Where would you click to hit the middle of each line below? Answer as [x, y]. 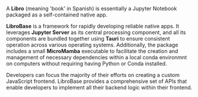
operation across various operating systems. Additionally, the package [92, 45]
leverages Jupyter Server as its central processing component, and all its [96, 32]
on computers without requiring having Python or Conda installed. [87, 63]
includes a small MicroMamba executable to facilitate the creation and [92, 51]
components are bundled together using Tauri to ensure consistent [88, 39]
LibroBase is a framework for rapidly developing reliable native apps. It [93, 26]
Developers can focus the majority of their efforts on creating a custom [93, 75]
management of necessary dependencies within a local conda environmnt [97, 57]
